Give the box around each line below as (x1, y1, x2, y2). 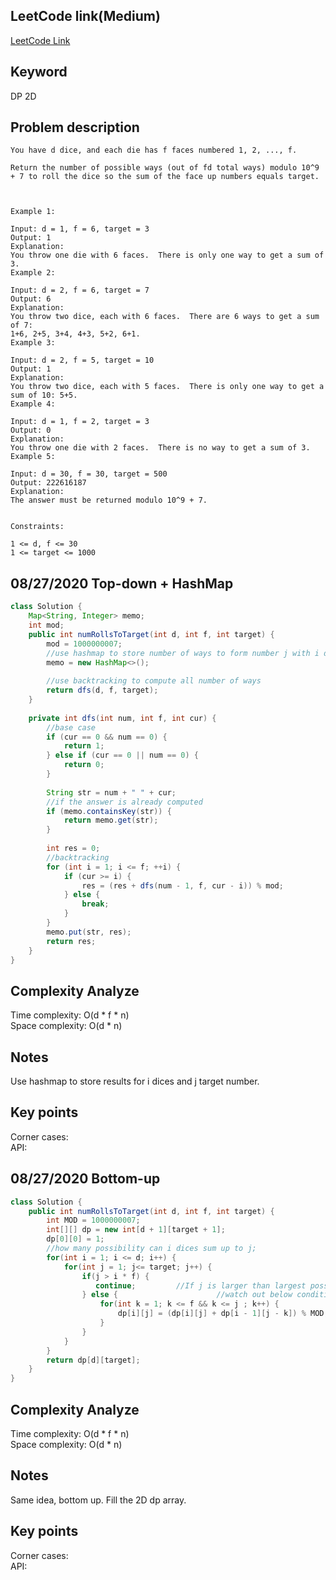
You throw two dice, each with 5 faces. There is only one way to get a (10, 382, 325, 392)
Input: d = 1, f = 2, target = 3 (10, 417, 150, 427)
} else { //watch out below (81, 1290, 293, 1300)
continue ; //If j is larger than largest (95, 1280, 307, 1291)
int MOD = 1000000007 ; (46, 1215, 141, 1226)
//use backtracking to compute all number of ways (46, 676, 262, 686)
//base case (46, 722, 97, 733)
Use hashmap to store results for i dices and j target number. (10, 1075, 260, 1087)
